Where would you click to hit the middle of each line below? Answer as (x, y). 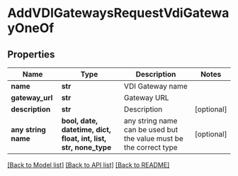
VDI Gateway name (155, 86)
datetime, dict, (86, 130)
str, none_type (86, 147)
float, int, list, (84, 138)
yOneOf (31, 28)
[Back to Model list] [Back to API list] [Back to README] (89, 165)
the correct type (151, 147)
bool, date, (79, 121)
